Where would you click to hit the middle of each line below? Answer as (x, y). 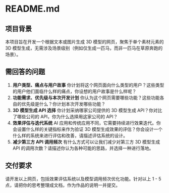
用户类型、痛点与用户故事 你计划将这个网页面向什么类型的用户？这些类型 (88, 85)
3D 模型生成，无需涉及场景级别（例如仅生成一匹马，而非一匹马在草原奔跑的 (84, 48)
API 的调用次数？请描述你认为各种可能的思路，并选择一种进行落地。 (83, 148)
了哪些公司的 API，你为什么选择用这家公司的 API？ (65, 116)
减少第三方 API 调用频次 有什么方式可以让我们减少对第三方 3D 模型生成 (86, 141)
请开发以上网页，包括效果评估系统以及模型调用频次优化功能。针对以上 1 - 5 (83, 179)
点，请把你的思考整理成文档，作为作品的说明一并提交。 (63, 185)
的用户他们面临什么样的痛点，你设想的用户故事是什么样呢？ (74, 91)
